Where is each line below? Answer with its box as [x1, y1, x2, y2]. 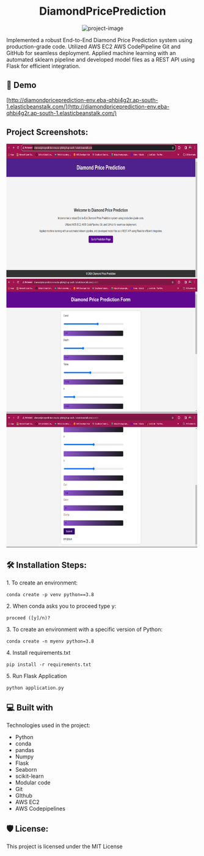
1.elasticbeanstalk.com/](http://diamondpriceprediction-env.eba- [6, 103, 170, 110]
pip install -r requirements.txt [6, 662, 92, 668]
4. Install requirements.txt [6, 649, 71, 657]
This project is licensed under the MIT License [6, 843, 123, 850]
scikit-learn [15, 772, 44, 780]
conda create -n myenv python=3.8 [6, 638, 95, 644]
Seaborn [15, 766, 37, 773]
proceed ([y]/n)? [6, 615, 51, 621]
